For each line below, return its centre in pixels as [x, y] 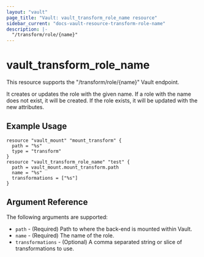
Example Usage [37, 126]
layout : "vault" [27, 12]
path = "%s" [27, 146]
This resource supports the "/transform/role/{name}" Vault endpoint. [93, 82]
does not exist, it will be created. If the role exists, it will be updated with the [102, 101]
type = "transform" [37, 151]
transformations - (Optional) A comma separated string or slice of [99, 242]
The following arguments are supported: [57, 217]
